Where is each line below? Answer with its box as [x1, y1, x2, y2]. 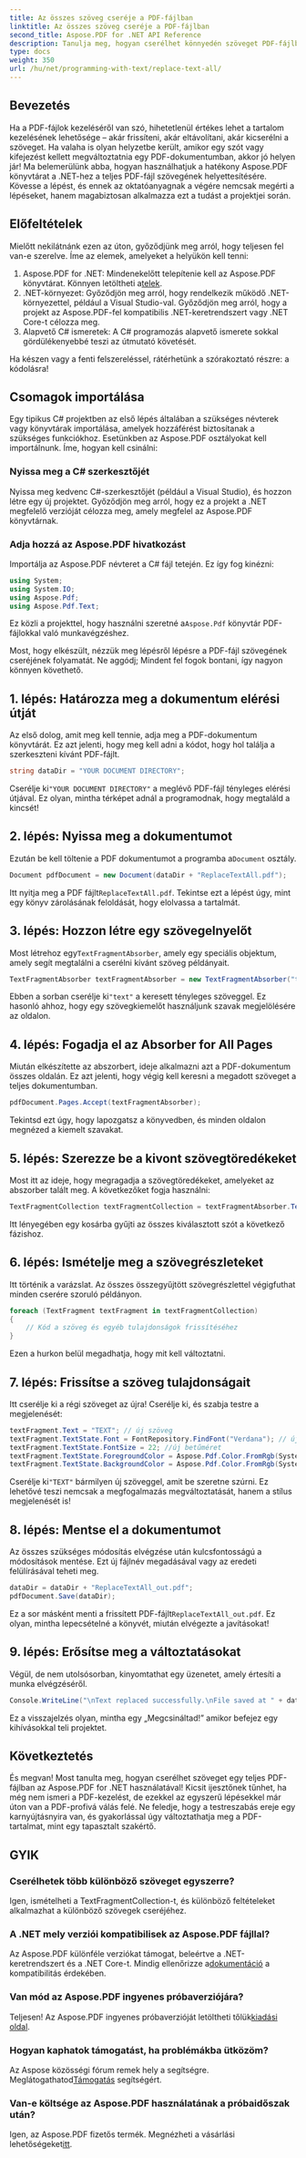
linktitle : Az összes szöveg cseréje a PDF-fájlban [9, 22, 209, 31]
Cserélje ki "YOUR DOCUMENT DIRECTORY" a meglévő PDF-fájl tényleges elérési [9, 783, 291, 794]
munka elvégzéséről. [9, 1678, 88, 1689]
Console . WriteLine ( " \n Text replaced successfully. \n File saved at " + [9, 1696, 283, 1705]
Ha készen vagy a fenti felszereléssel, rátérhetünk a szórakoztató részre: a [9, 353, 290, 365]
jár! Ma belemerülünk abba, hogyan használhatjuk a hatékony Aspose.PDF [9, 160, 289, 171]
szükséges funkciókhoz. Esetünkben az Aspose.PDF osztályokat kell [9, 433, 267, 444]
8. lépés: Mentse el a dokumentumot [9, 1522, 221, 1537]
